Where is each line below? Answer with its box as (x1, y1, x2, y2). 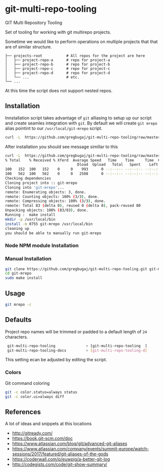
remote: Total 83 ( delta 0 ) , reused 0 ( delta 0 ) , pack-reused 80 (5, 203, 141, 208)
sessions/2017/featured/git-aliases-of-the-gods (12, 451, 108, 457)
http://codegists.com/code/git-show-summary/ (12, 462, 107, 468)
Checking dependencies (5, 176, 51, 181)
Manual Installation (5, 255, 52, 262)
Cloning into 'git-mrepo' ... (5, 185, 64, 190)
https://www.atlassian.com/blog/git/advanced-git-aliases (12, 441, 127, 447)
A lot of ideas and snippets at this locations (5, 421, 92, 427)
